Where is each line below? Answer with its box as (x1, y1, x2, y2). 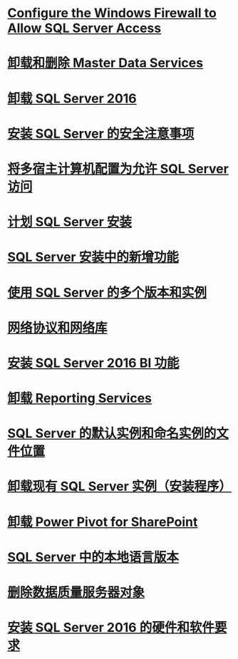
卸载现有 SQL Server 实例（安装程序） (7, 479, 232, 494)
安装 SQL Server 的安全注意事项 (7, 125, 195, 142)
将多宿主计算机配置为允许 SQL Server (7, 160, 229, 177)
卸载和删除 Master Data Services (7, 55, 204, 71)
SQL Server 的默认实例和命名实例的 (7, 425, 217, 442)
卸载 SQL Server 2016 (7, 90, 137, 106)
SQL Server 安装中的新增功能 (7, 249, 180, 265)
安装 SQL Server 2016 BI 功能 (7, 355, 180, 371)
